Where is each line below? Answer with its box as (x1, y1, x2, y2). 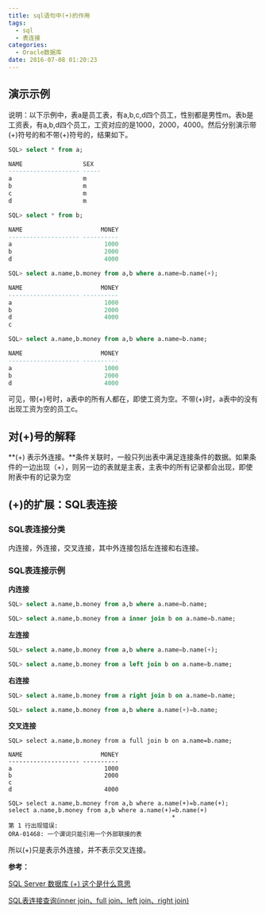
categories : (8, 41, 48, 49)
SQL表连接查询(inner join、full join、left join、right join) (8, 896, 190, 906)
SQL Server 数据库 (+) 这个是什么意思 (8, 879, 131, 888)
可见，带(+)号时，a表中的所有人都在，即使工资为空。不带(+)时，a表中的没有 (8, 394, 258, 404)
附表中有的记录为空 (8, 472, 71, 482)
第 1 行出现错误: (8, 822, 58, 830)
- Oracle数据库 (15, 48, 62, 56)
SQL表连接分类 (8, 524, 66, 535)
